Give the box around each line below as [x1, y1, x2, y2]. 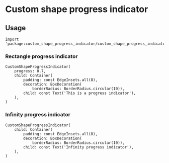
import [5, 37, 19, 42]
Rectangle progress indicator [5, 53, 78, 60]
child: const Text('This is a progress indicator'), [23, 91, 136, 96]
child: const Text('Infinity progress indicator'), [23, 144, 134, 149]
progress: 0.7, [14, 69, 46, 74]
